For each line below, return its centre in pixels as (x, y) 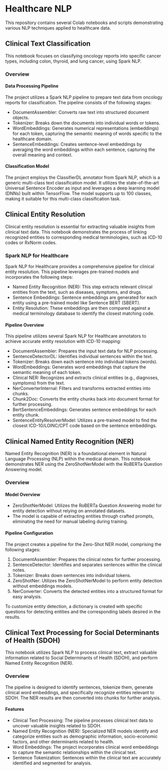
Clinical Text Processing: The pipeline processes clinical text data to (83, 720)
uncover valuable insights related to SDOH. (57, 725)
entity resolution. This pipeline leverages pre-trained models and (72, 272)
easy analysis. (27, 597)
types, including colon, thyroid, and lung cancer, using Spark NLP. (73, 61)
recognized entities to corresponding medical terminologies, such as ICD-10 (84, 237)
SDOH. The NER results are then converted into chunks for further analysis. (83, 698)
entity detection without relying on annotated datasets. (69, 511)
